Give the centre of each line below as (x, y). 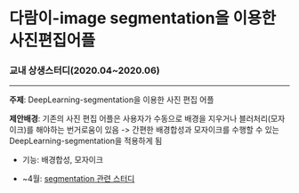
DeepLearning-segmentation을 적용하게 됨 (86, 141)
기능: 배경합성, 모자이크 (63, 160)
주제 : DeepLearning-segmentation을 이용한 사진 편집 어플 (112, 100)
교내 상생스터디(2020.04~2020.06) (85, 70)
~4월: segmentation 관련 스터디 (78, 179)
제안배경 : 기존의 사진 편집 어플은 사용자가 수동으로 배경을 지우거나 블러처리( (140, 119)
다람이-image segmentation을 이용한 (143, 18)
